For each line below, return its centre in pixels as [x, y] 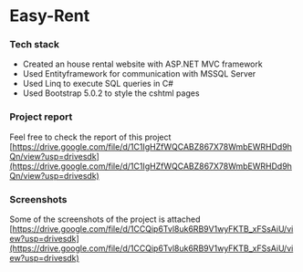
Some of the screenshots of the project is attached [105, 219]
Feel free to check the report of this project [90, 137]
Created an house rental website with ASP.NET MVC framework [142, 64]
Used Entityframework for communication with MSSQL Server [139, 74]
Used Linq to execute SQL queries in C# [98, 84]
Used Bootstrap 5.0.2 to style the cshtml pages [111, 93]
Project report [41, 117]
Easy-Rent [50, 16]
